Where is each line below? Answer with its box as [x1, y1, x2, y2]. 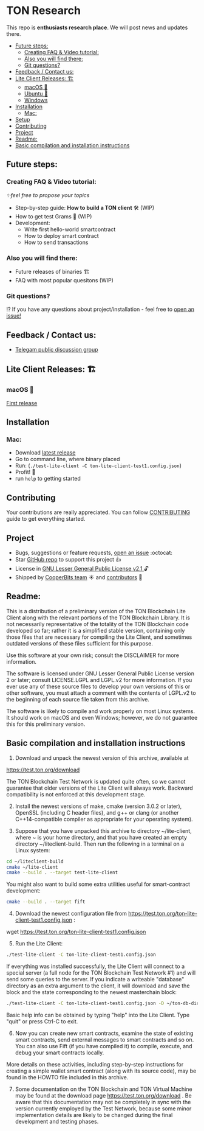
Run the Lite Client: [15, 940, 63, 947]
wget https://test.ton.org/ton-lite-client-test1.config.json [6, 928, 146, 936]
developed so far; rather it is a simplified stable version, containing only [6, 627, 185, 634]
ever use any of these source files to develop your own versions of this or [6, 683, 191, 690]
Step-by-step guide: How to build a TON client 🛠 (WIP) [15, 204, 155, 211]
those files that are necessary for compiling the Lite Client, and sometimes [6, 633, 192, 641]
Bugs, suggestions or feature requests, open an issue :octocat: [15, 549, 173, 557]
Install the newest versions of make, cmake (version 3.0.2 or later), [15, 802, 182, 810]
